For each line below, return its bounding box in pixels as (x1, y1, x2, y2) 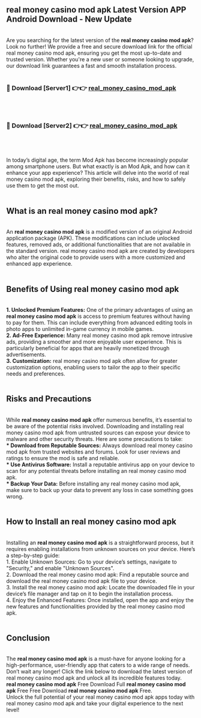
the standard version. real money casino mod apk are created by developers (6, 248, 195, 255)
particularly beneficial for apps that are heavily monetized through (6, 345, 170, 352)
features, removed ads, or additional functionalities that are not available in (6, 241, 191, 248)
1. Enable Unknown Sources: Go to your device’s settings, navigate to (6, 558, 177, 565)
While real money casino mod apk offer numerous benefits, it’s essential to (6, 416, 193, 423)
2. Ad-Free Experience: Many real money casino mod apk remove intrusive (6, 332, 193, 339)
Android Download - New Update (6, 14, 132, 25)
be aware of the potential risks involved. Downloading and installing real (6, 422, 184, 430)
